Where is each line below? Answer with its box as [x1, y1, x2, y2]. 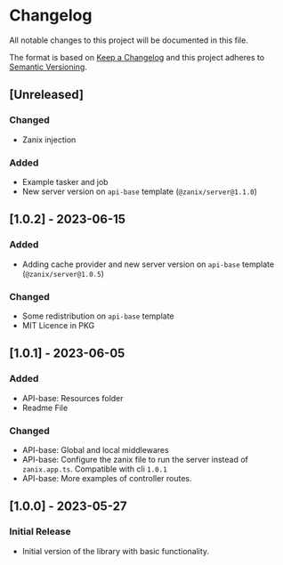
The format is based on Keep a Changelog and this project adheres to [9, 52, 265, 62]
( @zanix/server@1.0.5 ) [21, 268, 105, 278]
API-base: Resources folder [21, 392, 124, 403]
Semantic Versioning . [9, 61, 87, 72]
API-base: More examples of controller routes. [21, 472, 193, 483]
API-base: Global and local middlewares [21, 444, 169, 455]
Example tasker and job [21, 176, 109, 187]
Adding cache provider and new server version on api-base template [21, 259, 274, 270]
